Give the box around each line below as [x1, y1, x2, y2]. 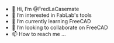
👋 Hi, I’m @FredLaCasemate [11, 6, 80, 12]
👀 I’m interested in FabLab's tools [11, 12, 92, 19]
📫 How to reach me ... [11, 31, 66, 37]
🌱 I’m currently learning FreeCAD [11, 18, 91, 24]
